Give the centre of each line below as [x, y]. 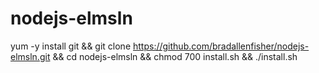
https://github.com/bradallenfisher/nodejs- [221, 46]
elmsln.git [30, 56]
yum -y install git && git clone [71, 46]
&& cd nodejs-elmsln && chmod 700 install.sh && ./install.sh [175, 56]
